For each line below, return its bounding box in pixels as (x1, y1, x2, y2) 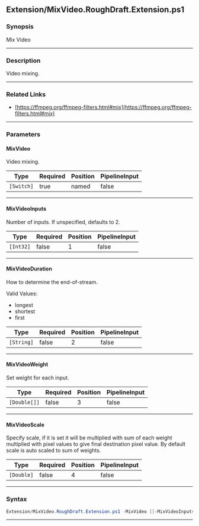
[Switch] (9, 183, 34, 190)
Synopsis (6, 23, 34, 31)
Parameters (6, 130, 40, 139)
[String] (9, 339, 34, 346)
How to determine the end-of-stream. (6, 278, 98, 285)
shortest (14, 308, 36, 315)
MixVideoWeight (6, 361, 49, 368)
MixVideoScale (6, 421, 44, 428)
